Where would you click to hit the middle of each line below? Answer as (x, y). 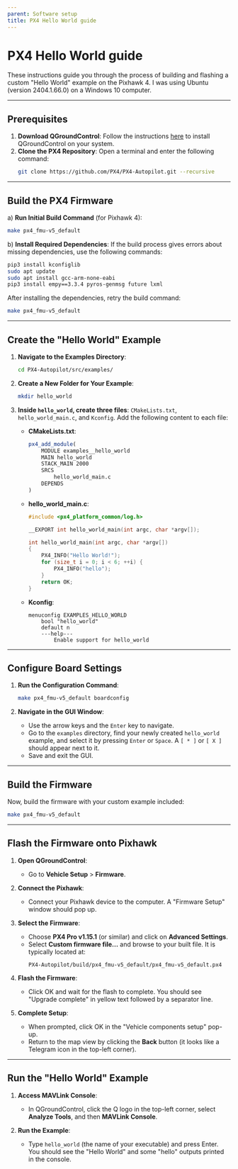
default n (56, 627)
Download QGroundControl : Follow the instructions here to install (114, 136)
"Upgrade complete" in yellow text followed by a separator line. (120, 999)
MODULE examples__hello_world (86, 451)
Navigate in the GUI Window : (61, 712)
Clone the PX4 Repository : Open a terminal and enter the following (116, 151)
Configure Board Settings (65, 668)
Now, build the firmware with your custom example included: (96, 801)
